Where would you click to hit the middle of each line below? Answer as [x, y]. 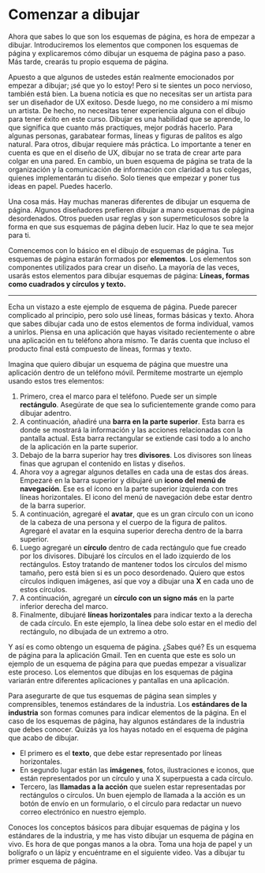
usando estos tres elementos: [56, 380]
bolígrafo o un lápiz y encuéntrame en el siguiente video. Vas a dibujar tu [127, 852]
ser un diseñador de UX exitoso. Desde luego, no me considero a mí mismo [131, 102]
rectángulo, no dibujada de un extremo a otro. [94, 631]
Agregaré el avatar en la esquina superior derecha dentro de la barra [131, 531]
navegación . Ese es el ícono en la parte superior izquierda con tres [129, 489]
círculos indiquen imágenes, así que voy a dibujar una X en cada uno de [136, 581]
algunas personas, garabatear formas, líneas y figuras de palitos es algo [125, 135]
